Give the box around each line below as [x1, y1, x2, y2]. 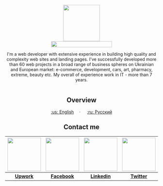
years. [75, 77, 88, 82]
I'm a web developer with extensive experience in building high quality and [7, 51, 156, 57]
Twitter [130, 172, 147, 179]
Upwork [15, 172, 34, 179]
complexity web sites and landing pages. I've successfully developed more [6, 56, 157, 62]
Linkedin [90, 172, 111, 179]
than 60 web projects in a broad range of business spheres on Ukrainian [9, 62, 154, 67]
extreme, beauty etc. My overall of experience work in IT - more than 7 [11, 72, 152, 77]
